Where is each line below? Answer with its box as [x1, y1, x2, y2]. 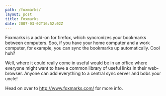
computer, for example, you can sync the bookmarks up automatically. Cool [5, 45, 160, 51]
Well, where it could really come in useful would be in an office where [5, 60, 148, 66]
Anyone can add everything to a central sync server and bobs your [24, 70, 162, 77]
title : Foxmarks [5, 16, 39, 21]
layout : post [5, 12, 32, 17]
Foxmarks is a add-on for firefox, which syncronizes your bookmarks [5, 35, 147, 41]
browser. [5, 70, 23, 77]
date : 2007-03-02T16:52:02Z [5, 21, 64, 26]
